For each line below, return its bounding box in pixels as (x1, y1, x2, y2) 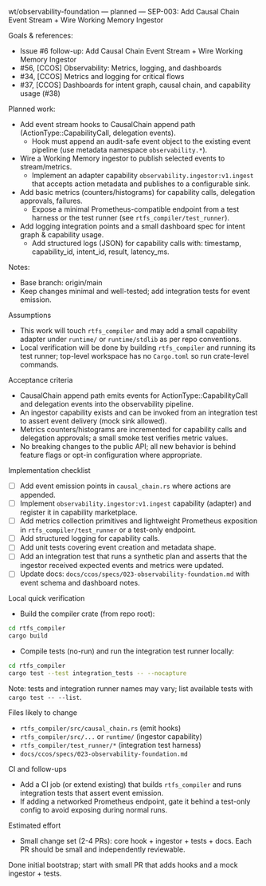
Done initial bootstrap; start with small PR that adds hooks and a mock (8, 860, 238, 869)
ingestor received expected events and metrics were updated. (19, 561, 225, 570)
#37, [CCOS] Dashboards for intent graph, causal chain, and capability (19, 80, 251, 89)
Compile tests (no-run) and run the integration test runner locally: (19, 646, 235, 656)
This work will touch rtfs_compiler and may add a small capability (19, 326, 237, 335)
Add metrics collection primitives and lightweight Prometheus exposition (19, 516, 258, 526)
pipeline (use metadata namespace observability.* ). (31, 145, 208, 154)
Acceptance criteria (8, 375, 73, 384)
